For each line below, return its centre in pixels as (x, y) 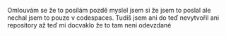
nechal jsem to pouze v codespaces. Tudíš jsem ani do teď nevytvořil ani (113, 18)
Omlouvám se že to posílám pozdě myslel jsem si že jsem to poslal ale (109, 10)
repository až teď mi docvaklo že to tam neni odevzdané (89, 25)
